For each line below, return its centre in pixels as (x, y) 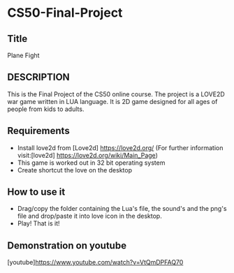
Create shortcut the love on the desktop (75, 170)
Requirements (38, 131)
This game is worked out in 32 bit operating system (91, 163)
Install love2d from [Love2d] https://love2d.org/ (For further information (120, 147)
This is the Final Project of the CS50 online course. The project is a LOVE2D (116, 94)
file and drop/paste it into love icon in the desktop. (89, 216)
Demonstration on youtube (67, 245)
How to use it (36, 192)
